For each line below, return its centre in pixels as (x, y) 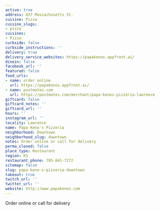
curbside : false (22, 43)
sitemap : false (21, 165)
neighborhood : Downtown (30, 132)
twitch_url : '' (21, 179)
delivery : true (21, 52)
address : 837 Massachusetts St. (39, 15)
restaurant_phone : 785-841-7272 (39, 160)
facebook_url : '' (24, 66)
